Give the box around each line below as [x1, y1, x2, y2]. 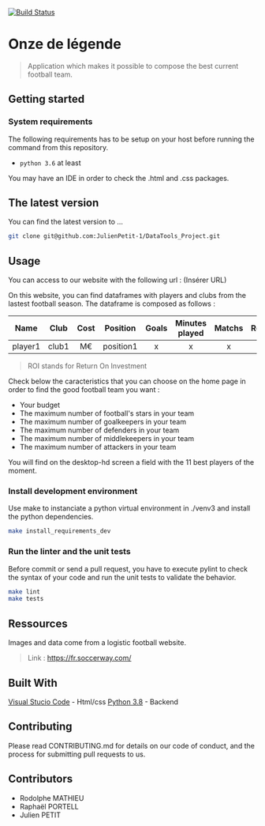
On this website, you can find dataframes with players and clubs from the [8, 291, 247, 300]
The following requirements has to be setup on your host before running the [8, 134, 255, 144]
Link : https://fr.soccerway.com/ [27, 653, 132, 663]
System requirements [8, 116, 93, 127]
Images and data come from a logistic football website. [8, 638, 187, 647]
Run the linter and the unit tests [8, 546, 132, 557]
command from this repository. [8, 142, 109, 152]
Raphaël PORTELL [19, 801, 79, 811]
